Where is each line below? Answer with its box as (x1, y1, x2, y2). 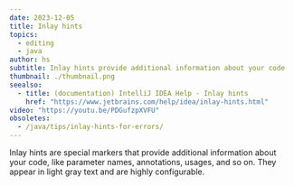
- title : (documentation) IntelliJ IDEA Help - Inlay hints (17, 88, 249, 98)
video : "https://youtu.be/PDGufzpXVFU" (9, 106, 160, 115)
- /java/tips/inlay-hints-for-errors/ (17, 123, 165, 132)
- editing (17, 38, 54, 48)
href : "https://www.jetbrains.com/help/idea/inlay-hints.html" (25, 97, 270, 107)
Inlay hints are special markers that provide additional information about (9, 147, 277, 158)
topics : (9, 30, 39, 39)
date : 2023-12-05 (9, 13, 75, 23)
